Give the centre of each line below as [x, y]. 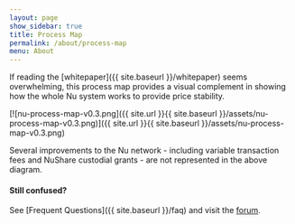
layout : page [34, 18]
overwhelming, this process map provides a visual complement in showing [148, 87]
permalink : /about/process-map [68, 43]
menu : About [32, 51]
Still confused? [38, 190]
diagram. [26, 170]
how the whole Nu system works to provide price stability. [117, 97]
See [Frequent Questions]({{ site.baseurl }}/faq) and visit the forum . [135, 210]
